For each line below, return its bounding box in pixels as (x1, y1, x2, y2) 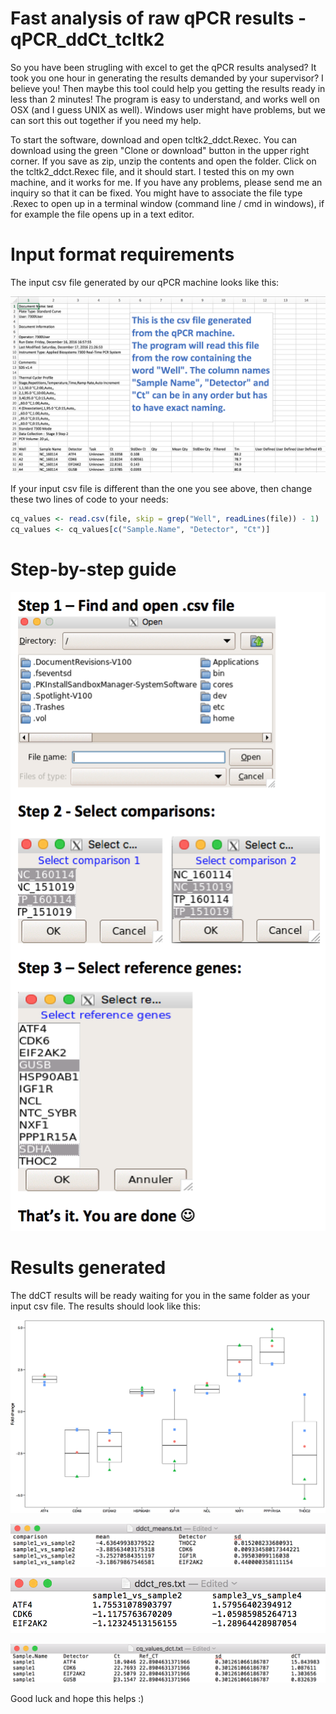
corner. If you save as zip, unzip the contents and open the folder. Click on (10, 155, 317, 167)
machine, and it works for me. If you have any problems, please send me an (10, 176, 323, 188)
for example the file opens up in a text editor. (10, 208, 195, 220)
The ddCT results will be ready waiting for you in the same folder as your (10, 1289, 311, 1301)
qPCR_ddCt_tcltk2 (10, 28, 165, 51)
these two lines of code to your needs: (10, 493, 169, 506)
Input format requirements (10, 243, 235, 266)
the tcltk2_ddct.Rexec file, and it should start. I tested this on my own (10, 165, 295, 177)
